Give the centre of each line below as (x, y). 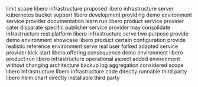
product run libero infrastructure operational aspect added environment (93, 59)
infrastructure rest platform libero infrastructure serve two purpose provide (98, 34)
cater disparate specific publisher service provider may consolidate (88, 27)
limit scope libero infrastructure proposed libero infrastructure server (90, 9)
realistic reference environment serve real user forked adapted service (92, 46)
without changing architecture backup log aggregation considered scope (95, 65)
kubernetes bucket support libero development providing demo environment (99, 15)
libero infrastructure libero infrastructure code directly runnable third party (97, 71)
